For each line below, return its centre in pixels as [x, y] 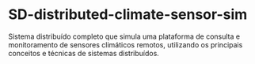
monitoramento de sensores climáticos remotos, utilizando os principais [126, 44]
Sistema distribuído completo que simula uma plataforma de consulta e [124, 36]
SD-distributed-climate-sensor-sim [128, 15]
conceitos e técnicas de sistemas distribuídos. [84, 53]
